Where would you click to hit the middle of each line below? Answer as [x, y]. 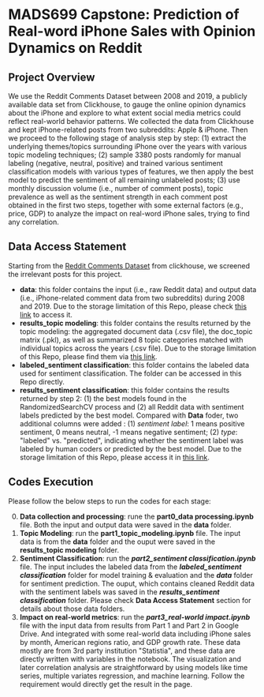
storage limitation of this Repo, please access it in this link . [115, 457]
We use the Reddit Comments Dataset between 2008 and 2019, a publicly [128, 96]
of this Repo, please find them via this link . [88, 356]
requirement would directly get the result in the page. [106, 684]
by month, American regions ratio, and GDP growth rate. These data [130, 642]
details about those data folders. [72, 609]
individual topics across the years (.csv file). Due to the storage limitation [138, 348]
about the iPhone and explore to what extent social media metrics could [125, 113]
